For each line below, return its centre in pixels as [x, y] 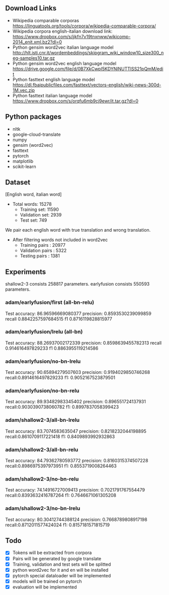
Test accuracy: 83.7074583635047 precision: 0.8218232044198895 [76, 431]
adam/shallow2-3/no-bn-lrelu [43, 508]
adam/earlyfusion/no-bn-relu [42, 391]
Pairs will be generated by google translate [57, 558]
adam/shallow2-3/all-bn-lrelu [43, 420]
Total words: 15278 [32, 204]
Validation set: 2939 [41, 215]
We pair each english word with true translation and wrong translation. [78, 230]
